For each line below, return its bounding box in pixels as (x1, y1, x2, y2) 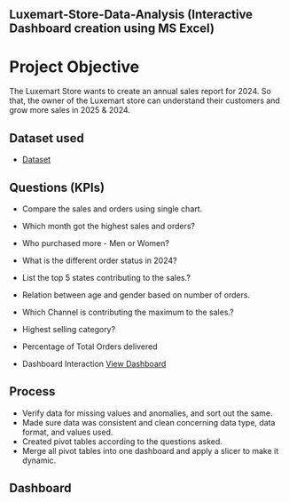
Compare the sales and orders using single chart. (21, 203, 203, 214)
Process (9, 384, 56, 399)
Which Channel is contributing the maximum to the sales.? (21, 307, 234, 317)
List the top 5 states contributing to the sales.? (21, 272, 191, 283)
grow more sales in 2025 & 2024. (9, 105, 131, 116)
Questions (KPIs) (9, 179, 105, 195)
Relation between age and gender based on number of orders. (21, 289, 251, 300)
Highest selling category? (21, 323, 116, 334)
